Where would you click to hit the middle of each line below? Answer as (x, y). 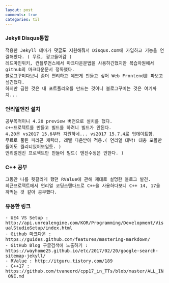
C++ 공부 (16, 167)
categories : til (22, 19)
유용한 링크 (18, 206)
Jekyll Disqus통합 (27, 38)
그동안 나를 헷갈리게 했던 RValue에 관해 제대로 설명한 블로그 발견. (78, 179)
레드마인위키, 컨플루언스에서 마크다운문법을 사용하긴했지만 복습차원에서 (80, 63)
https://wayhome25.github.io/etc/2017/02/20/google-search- (82, 250)
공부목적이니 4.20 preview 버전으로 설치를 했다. (59, 121)
